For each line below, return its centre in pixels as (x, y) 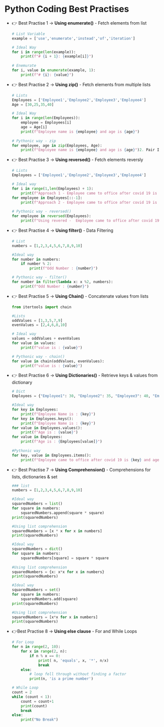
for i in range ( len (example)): (44, 52)
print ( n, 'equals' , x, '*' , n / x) (73, 661)
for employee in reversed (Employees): (51, 216)
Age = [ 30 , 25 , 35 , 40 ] (33, 104)
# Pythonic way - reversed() (41, 212)
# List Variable (28, 34)
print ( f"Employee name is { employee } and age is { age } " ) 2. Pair (88, 150)
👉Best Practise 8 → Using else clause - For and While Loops (74, 632)
